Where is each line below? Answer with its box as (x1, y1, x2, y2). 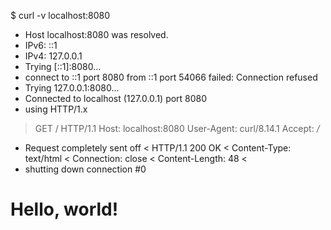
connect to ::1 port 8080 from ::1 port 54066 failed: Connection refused (24, 71, 318, 83)
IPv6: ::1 (24, 40, 58, 51)
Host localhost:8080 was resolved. (24, 29, 169, 40)
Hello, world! (10, 198, 119, 221)
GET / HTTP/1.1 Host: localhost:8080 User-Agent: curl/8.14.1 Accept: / (34, 123, 320, 134)
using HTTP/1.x (24, 103, 88, 115)
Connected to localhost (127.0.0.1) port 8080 (24, 93, 208, 104)
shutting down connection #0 (24, 163, 147, 175)
